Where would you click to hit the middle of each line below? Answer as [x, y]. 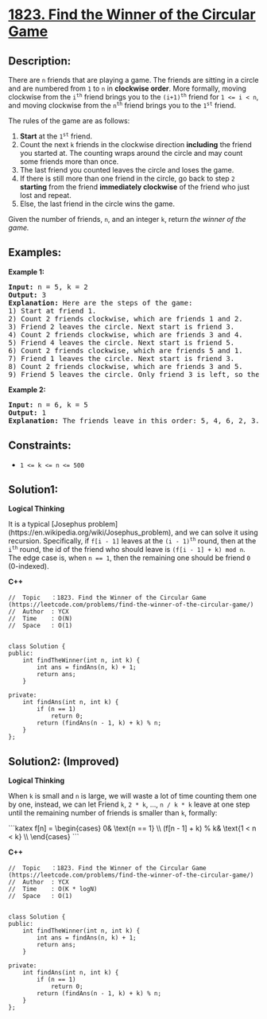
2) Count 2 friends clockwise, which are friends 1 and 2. [126, 319]
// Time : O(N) [41, 619]
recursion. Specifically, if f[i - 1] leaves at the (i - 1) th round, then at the [132, 541]
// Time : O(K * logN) [53, 889]
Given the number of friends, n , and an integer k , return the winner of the [127, 219]
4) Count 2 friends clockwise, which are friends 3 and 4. [126, 334]
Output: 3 [27, 295]
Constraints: [40, 446]
